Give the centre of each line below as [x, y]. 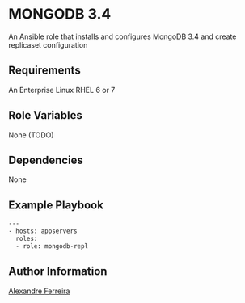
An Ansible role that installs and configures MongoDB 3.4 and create [122, 36]
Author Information [58, 271]
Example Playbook [56, 205]
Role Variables [45, 115]
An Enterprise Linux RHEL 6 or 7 [62, 90]
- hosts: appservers [43, 231]
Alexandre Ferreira [39, 291]
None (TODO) [31, 135]
